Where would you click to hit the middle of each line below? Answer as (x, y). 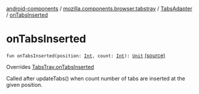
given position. (25, 84)
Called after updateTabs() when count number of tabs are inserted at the (96, 78)
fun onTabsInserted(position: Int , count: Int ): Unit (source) (86, 55)
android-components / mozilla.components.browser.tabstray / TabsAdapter (99, 9)
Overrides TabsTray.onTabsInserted (50, 67)
